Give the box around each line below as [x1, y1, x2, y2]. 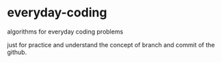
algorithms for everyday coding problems [7, 27, 124, 36]
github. [7, 48, 27, 56]
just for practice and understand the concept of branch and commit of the [7, 40, 215, 49]
